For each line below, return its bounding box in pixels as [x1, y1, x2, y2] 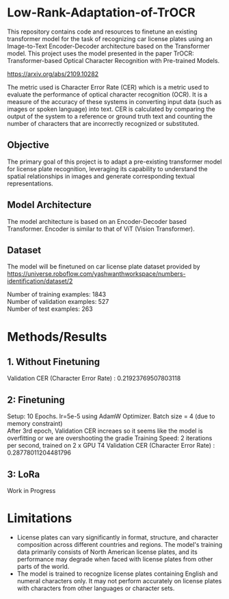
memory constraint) [7, 420, 63, 428]
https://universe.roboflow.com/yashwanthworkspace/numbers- [7, 270, 186, 278]
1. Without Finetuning [7, 356, 100, 368]
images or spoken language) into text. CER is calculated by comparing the [7, 105, 215, 113]
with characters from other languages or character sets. [16, 584, 175, 592]
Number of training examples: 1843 [7, 290, 107, 298]
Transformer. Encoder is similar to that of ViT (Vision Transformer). [7, 225, 195, 233]
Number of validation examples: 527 [7, 298, 109, 306]
